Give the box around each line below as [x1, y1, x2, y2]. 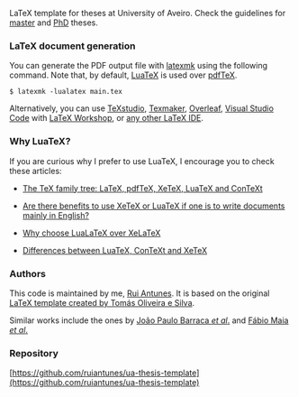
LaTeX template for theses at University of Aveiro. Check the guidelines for [9, 8, 286, 18]
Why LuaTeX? [9, 135, 71, 148]
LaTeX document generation [9, 40, 136, 52]
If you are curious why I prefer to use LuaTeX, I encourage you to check [9, 155, 275, 166]
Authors [9, 267, 47, 280]
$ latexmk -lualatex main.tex [9, 88, 123, 97]
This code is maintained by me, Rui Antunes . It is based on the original [9, 288, 270, 299]
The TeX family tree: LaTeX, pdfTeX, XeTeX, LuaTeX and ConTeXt [22, 182, 263, 193]
